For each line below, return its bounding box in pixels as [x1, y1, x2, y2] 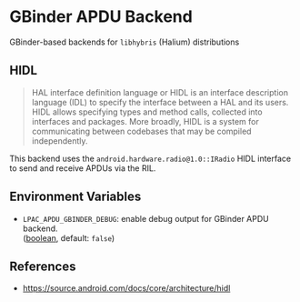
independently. [31, 135, 88, 146]
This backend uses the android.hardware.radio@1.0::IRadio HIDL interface [9, 153, 292, 164]
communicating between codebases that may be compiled [31, 126, 252, 136]
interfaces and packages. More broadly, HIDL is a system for [31, 116, 259, 126]
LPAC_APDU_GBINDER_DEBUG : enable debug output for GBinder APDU [22, 213, 270, 224]
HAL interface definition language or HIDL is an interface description [31, 86, 289, 97]
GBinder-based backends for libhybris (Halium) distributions [9, 36, 240, 47]
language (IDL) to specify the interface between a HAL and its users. [31, 96, 289, 107]
